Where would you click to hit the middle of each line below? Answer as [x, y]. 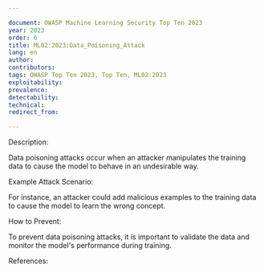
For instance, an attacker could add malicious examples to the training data [132, 197]
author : [21, 60]
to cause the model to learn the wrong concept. [87, 206]
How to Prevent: [35, 221]
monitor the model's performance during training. [90, 246]
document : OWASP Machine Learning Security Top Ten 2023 [106, 22]
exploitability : [35, 82]
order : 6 [23, 38]
